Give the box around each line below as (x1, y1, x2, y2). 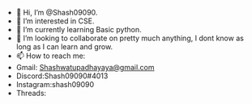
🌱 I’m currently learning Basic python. (15, 25, 142, 34)
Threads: (15, 89, 47, 98)
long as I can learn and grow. (15, 42, 113, 52)
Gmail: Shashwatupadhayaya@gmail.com (15, 63, 155, 72)
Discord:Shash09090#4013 (15, 71, 109, 81)
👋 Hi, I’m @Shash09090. (15, 8, 98, 17)
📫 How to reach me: (15, 51, 86, 60)
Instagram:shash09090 (15, 80, 95, 89)
